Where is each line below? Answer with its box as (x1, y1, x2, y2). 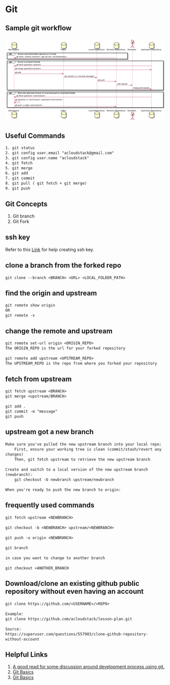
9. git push (5, 186, 30, 191)
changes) (5, 451, 24, 457)
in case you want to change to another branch (5, 555, 105, 561)
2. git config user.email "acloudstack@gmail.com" (5, 151, 114, 156)
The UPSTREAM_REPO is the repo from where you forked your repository (5, 361, 157, 366)
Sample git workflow (5, 24, 72, 32)
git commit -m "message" (5, 409, 58, 414)
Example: (5, 611, 24, 616)
